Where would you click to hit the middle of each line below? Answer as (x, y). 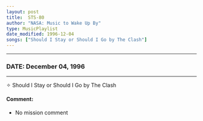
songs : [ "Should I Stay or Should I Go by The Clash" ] (77, 40)
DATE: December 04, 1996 (46, 66)
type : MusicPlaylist (32, 29)
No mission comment (41, 113)
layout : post (23, 12)
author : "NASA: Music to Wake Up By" (54, 23)
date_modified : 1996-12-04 (40, 34)
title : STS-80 (25, 17)
